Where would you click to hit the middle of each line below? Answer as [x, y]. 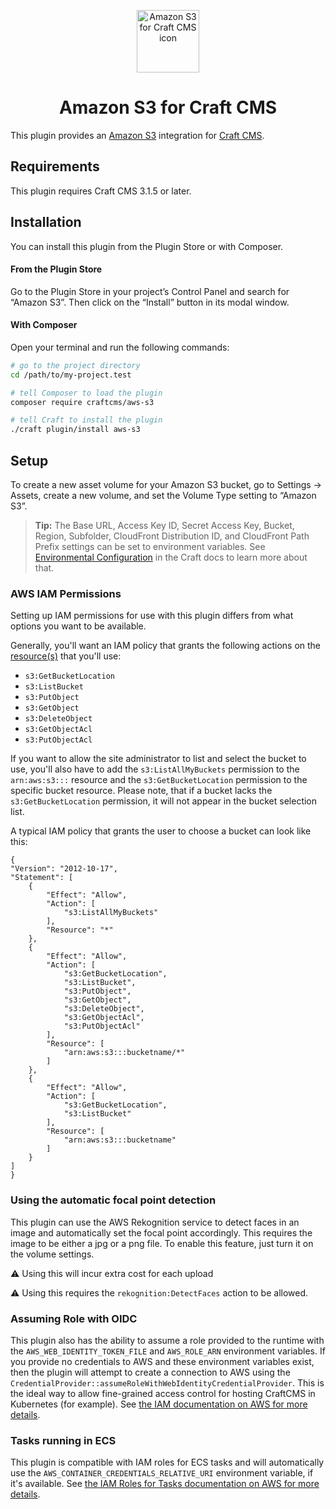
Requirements [55, 166]
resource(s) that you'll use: [66, 656]
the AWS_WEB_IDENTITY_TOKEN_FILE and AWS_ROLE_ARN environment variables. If [168, 1351]
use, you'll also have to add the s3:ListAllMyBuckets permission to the [155, 769]
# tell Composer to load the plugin [86, 393]
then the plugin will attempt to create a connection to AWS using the [150, 1372]
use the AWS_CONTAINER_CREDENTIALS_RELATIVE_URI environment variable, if [162, 1473]
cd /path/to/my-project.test [71, 375]
